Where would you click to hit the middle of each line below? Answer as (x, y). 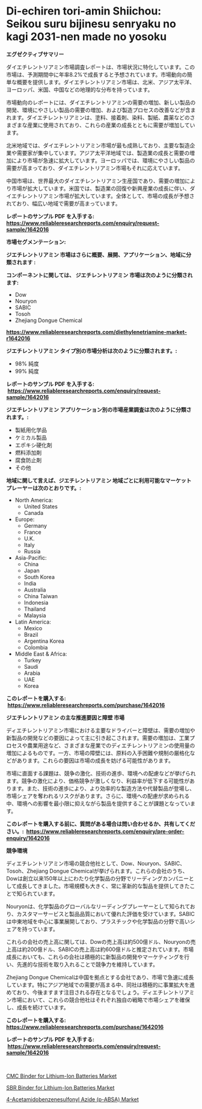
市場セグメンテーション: (36, 242)
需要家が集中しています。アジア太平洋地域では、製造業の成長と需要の (103, 153)
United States (41, 506)
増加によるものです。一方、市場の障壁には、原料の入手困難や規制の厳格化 (98, 753)
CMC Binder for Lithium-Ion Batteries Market (62, 1076)
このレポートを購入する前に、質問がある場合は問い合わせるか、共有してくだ (101, 824)
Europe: (25, 519)
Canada (34, 513)
